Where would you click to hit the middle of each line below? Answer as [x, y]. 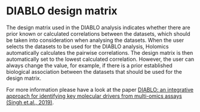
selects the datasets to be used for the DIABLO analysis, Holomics [87, 46]
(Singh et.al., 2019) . [30, 102]
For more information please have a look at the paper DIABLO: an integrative [100, 89]
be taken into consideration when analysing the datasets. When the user [95, 40]
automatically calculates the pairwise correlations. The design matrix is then [100, 52]
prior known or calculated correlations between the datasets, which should [98, 33]
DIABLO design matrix [62, 11]
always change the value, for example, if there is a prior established [90, 65]
